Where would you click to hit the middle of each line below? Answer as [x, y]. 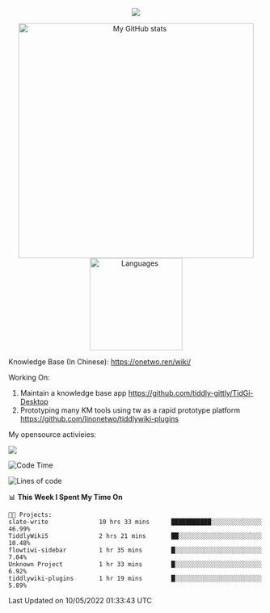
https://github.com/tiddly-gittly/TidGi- [191, 393]
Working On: [29, 377]
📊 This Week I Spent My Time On [65, 497]
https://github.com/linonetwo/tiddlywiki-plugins [99, 419]
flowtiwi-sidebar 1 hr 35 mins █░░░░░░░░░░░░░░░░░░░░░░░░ [135, 550]
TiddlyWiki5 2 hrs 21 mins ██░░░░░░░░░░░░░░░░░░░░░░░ [135, 536]
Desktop [34, 401]
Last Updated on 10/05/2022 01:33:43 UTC [80, 600]
